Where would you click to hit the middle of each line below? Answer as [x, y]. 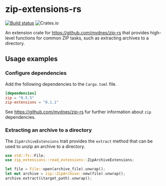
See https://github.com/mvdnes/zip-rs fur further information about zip [78, 112]
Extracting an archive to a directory [48, 130]
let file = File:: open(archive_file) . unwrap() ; [55, 169]
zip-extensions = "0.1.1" [32, 102]
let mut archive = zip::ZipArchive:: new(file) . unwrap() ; [65, 174]
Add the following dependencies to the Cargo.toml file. [61, 84]
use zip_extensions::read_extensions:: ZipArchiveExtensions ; [70, 160]
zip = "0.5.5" [20, 98]
